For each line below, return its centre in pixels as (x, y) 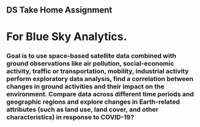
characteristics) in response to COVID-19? (70, 117)
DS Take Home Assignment (59, 10)
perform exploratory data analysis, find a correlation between (100, 79)
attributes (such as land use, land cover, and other (83, 109)
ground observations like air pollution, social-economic (90, 63)
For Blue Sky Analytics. (67, 37)
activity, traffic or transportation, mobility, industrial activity (98, 71)
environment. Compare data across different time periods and (100, 94)
